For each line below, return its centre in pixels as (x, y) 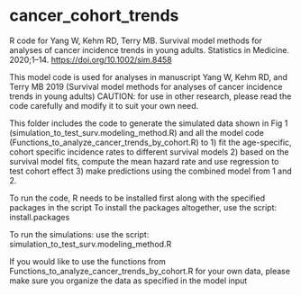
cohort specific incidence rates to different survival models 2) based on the (149, 152)
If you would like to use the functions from (88, 261)
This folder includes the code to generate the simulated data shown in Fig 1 (149, 123)
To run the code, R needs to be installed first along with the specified (137, 198)
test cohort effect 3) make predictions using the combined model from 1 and (151, 171)
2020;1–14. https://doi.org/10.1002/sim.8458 (91, 59)
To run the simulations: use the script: (79, 234)
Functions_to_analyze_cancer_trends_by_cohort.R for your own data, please (150, 271)
